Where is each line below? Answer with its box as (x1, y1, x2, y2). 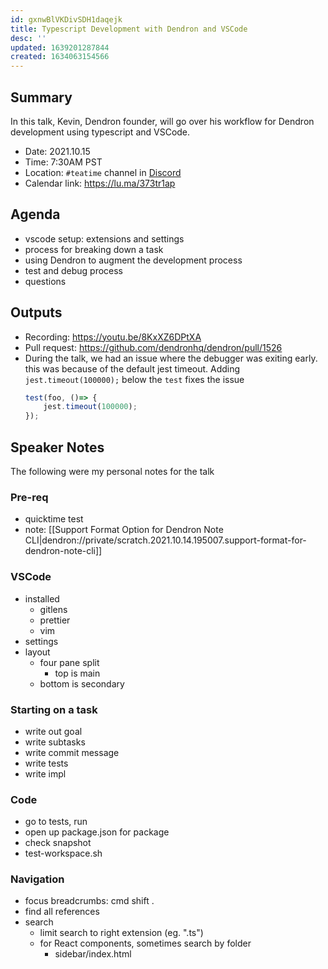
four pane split (39, 656, 100, 668)
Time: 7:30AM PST (24, 156, 103, 168)
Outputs (10, 304, 63, 321)
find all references (24, 906, 100, 918)
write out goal (24, 725, 83, 737)
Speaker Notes (10, 439, 105, 456)
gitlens (39, 603, 68, 615)
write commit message (24, 746, 120, 758)
